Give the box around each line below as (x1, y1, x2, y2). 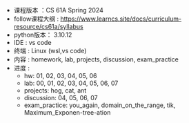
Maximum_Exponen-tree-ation (23, 108, 111, 116)
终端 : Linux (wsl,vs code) (13, 47, 87, 55)
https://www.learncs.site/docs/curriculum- (60, 15, 181, 23)
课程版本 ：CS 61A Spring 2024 (13, 6, 103, 14)
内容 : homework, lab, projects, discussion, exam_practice (13, 55, 179, 64)
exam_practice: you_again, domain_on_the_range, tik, (23, 101, 176, 109)
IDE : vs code (13, 39, 52, 46)
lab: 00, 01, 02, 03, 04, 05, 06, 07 (23, 79, 119, 87)
